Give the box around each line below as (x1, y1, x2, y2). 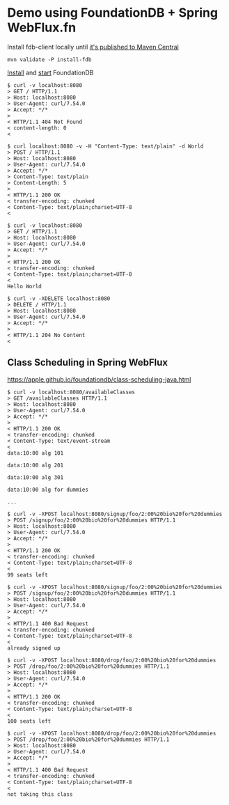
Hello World (7, 283, 42, 290)
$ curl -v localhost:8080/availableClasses (7, 389, 136, 396)
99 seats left (7, 571, 49, 579)
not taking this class (7, 790, 73, 798)
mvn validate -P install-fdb (7, 56, 92, 63)
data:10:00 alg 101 (7, 449, 64, 457)
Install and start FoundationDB (7, 68, 94, 77)
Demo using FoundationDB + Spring (7, 5, 218, 21)
